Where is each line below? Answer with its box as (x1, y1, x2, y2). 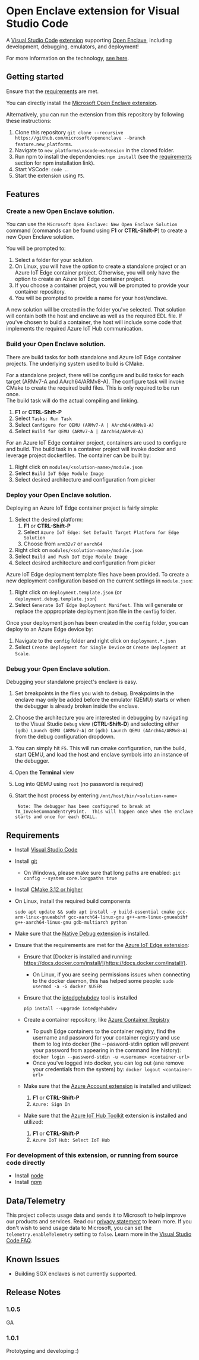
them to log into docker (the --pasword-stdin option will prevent (32, 1040, 189, 1048)
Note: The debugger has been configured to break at (17, 804, 151, 810)
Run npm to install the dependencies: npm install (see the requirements (14, 153, 192, 160)
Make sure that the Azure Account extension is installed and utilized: (23, 1083, 192, 1090)
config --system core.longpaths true (23, 875, 118, 881)
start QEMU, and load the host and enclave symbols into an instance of (14, 751, 189, 758)
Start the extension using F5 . (14, 172, 85, 179)
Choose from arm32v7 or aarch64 (23, 540, 103, 547)
